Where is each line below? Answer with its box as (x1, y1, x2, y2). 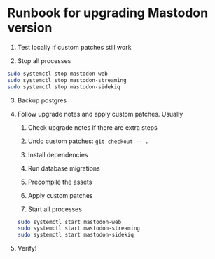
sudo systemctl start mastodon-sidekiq (17, 232, 134, 239)
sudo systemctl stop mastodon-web (7, 70, 109, 77)
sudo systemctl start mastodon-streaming (17, 225, 140, 232)
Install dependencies (27, 150, 88, 159)
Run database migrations (27, 164, 100, 173)
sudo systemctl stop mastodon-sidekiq (7, 83, 120, 91)
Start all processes (27, 205, 83, 213)
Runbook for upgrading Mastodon (7, 5, 209, 21)
